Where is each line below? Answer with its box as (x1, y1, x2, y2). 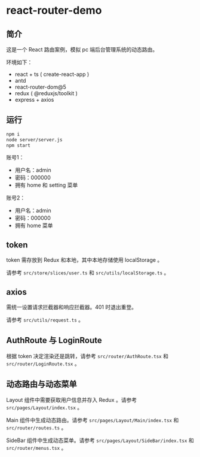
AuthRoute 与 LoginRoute (6, 335, 103, 346)
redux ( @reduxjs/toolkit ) (14, 90, 78, 96)
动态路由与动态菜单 (6, 379, 77, 389)
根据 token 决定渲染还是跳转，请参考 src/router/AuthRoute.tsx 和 (6, 352, 169, 359)
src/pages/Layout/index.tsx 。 (6, 404, 83, 411)
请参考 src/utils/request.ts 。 (6, 316, 84, 323)
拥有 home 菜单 (14, 222, 53, 229)
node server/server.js (6, 137, 63, 143)
